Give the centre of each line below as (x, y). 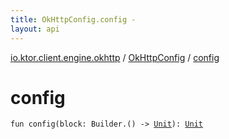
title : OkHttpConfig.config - (73, 19)
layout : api (35, 29)
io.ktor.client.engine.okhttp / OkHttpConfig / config (115, 57)
